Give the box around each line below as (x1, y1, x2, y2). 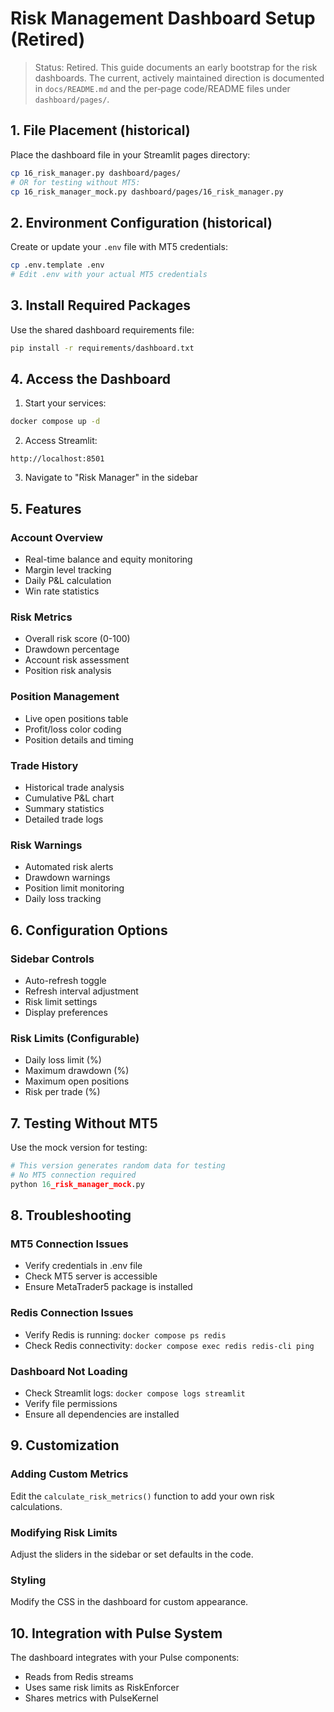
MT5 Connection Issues (10, 1237, 129, 1251)
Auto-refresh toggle (24, 974, 107, 986)
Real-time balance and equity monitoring (24, 553, 193, 565)
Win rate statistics (24, 585, 100, 597)
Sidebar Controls (10, 952, 95, 966)
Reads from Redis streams (24, 1670, 134, 1682)
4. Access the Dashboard (10, 371, 172, 388)
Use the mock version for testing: (10, 1141, 148, 1153)
